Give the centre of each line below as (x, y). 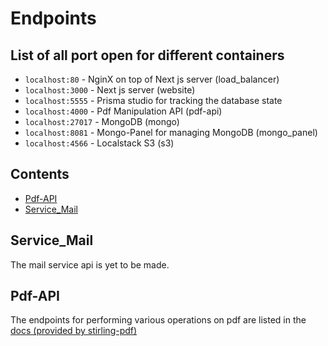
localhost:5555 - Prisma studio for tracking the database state (153, 100)
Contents (40, 174)
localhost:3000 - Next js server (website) (110, 90)
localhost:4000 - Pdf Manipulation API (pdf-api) (123, 111)
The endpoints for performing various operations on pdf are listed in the (158, 320)
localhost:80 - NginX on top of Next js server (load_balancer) (152, 79)
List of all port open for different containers (147, 55)
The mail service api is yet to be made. (90, 264)
